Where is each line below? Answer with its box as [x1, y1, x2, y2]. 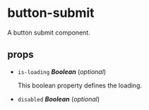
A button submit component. [7, 28, 90, 37]
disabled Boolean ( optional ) [17, 94, 100, 103]
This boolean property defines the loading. [17, 81, 143, 90]
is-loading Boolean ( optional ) [17, 67, 107, 75]
